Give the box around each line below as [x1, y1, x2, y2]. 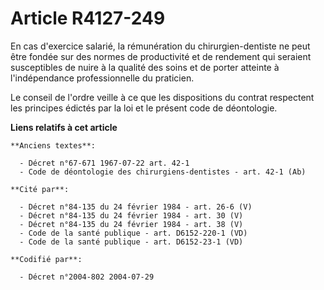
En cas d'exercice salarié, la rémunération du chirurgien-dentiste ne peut [10, 40, 311, 52]
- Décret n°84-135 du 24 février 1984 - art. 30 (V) [19, 210, 244, 221]
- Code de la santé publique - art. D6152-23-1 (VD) [19, 237, 244, 247]
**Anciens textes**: [10, 140, 97, 151]
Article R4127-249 [10, 7, 166, 30]
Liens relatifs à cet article [10, 121, 118, 133]
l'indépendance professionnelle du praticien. [10, 72, 195, 84]
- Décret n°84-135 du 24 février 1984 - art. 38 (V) [19, 219, 244, 229]
